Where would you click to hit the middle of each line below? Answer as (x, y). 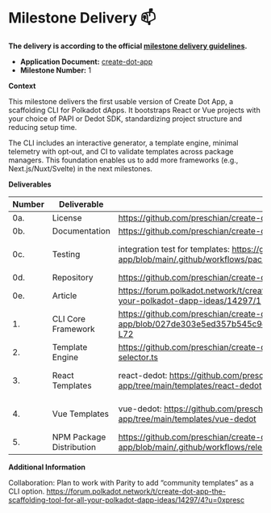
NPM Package (79, 437)
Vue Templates (80, 414)
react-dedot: (143, 375)
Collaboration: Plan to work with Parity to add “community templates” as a (131, 482)
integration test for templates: (174, 249)
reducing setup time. (43, 127)
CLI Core (69, 318)
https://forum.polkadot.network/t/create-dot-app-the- (136, 491)
